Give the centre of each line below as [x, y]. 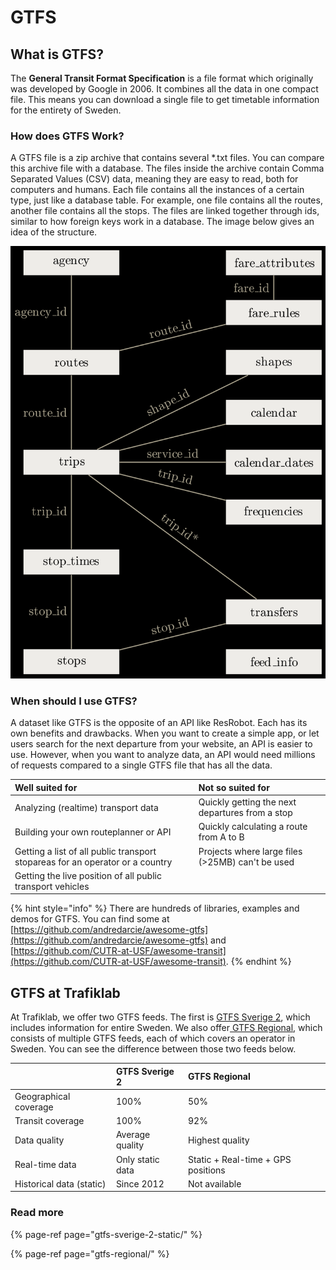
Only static [137, 1159]
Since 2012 [140, 1183]
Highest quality [218, 1140]
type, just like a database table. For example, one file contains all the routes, [166, 200]
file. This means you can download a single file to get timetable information [165, 99]
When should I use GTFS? [74, 701]
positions [206, 1170]
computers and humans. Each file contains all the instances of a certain [157, 190]
